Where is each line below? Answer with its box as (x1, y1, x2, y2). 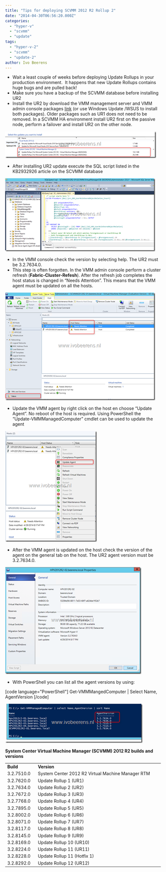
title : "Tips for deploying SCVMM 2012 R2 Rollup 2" (5, 8, 116, 13)
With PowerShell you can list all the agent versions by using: (12, 679, 135, 685)
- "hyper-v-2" (9, 44, 39, 49)
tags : (5, 40, 16, 44)
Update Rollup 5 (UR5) (38, 805, 84, 811)
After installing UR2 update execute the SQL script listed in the (12, 163, 140, 169)
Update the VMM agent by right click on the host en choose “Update (12, 405, 152, 411)
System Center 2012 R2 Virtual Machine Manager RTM (38, 771, 150, 777)
